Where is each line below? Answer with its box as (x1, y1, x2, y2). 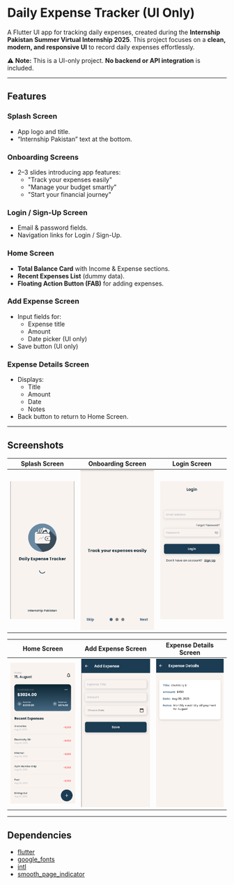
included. (7, 64, 34, 72)
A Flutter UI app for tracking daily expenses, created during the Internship (7, 28, 221, 36)
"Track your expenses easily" (27, 175, 113, 184)
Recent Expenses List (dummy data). (17, 272, 125, 280)
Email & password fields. (17, 223, 88, 232)
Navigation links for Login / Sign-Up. (17, 231, 122, 239)
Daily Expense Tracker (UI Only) (7, 5, 195, 21)
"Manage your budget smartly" (27, 183, 117, 191)
